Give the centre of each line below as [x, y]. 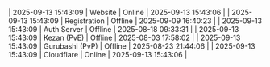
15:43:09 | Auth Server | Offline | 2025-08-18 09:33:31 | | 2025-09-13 [124, 29]
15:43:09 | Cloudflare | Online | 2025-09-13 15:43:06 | [98, 55]
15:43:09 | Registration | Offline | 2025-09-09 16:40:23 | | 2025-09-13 [146, 21]
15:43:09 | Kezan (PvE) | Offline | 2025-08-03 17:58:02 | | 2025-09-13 [125, 37]
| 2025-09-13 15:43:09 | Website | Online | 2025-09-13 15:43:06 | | [119, 12]
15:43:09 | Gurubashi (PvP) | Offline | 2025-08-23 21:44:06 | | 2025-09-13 [132, 46]
